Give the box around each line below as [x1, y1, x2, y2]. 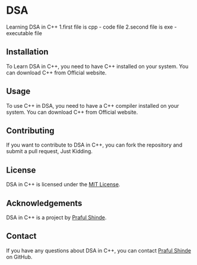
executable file [6, 29, 43, 36]
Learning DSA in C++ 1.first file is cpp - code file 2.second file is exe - [6, 23, 177, 30]
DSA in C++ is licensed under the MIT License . [6, 181, 120, 188]
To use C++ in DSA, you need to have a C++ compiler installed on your [6, 102, 179, 109]
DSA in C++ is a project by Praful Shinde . [6, 214, 107, 221]
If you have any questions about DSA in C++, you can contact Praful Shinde [6, 247, 192, 254]
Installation [6, 47, 49, 57]
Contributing [6, 126, 55, 136]
